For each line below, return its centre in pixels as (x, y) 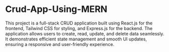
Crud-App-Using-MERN (56, 9)
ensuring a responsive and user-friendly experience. (60, 44)
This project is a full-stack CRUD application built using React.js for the (79, 23)
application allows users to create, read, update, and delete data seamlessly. (85, 33)
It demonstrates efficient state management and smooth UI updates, (76, 39)
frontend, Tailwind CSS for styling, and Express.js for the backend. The (79, 28)
